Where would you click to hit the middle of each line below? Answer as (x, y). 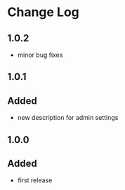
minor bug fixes (40, 55)
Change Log (43, 12)
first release (35, 180)
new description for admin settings (68, 118)
